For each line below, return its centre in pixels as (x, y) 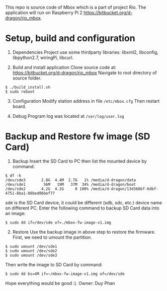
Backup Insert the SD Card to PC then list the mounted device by (79, 161)
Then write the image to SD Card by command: (54, 264)
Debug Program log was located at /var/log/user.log (68, 116)
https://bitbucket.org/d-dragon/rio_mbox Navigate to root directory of (85, 72)
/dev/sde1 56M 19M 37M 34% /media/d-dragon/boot (71, 184)
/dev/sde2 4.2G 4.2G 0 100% (47, 189)
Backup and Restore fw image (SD (78, 137)
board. (19, 106)
